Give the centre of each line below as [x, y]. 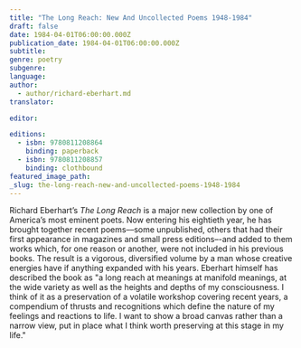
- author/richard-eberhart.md [74, 93]
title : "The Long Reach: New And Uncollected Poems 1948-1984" [131, 18]
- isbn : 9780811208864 [60, 143]
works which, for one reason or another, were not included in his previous [146, 249]
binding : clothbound [64, 168]
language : [28, 77]
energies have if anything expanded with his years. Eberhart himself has [144, 268]
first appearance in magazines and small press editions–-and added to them [151, 240]
